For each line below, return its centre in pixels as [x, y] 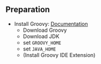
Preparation [28, 10]
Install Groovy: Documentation [51, 23]
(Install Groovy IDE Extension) [59, 55]
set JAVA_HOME [40, 49]
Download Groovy [45, 30]
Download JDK [41, 36]
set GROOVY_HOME [42, 42]
